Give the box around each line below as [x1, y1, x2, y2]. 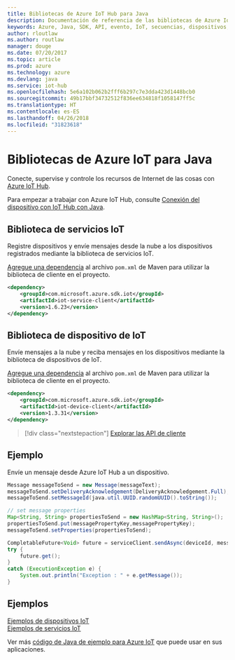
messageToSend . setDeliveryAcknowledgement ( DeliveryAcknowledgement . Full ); [7, 488, 230, 495]
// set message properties [7, 507, 86, 514]
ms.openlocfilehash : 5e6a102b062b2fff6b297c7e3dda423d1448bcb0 [7, 88, 196, 95]
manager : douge [7, 43, 52, 50]
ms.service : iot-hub [7, 82, 68, 89]
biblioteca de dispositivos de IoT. [7, 356, 102, 364]
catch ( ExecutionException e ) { [7, 565, 101, 572]
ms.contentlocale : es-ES [7, 108, 80, 115]
